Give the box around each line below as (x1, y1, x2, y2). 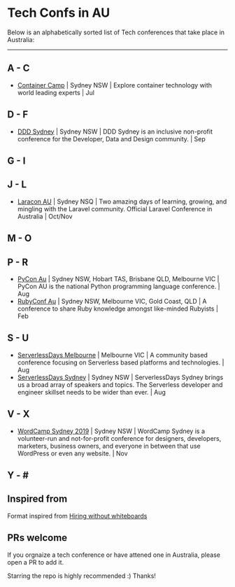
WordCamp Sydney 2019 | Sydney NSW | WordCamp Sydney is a (17, 427, 205, 435)
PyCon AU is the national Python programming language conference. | (17, 282, 220, 290)
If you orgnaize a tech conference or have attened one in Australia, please (7, 551, 220, 559)
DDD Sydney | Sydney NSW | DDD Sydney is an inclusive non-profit (17, 127, 213, 136)
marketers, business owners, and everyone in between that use (17, 441, 201, 450)
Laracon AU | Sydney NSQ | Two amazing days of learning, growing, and (17, 197, 227, 206)
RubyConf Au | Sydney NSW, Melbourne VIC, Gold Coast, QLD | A (17, 297, 207, 305)
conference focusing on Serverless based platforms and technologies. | (17, 358, 225, 367)
